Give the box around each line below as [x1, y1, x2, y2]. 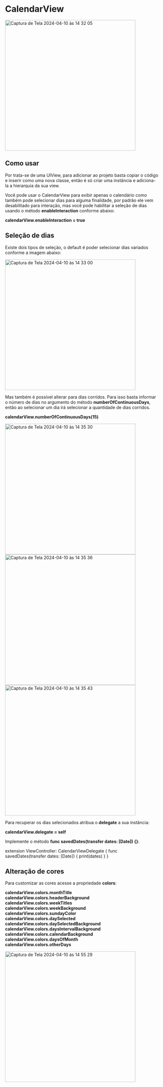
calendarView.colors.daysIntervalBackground [5, 926, 101, 932]
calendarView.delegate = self [5, 829, 66, 835]
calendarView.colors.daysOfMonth [5, 936, 78, 943]
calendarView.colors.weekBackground [5, 905, 86, 911]
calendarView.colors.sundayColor [5, 910, 77, 916]
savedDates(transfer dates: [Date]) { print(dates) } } [5, 853, 109, 859]
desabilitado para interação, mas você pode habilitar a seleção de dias [5, 202, 147, 208]
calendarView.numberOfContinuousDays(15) [5, 414, 99, 419]
